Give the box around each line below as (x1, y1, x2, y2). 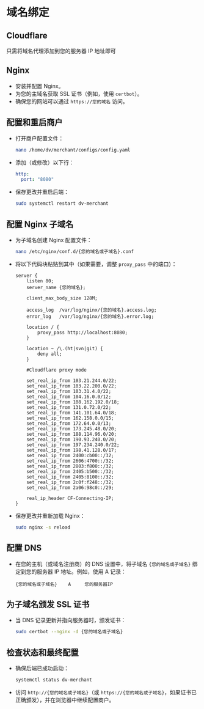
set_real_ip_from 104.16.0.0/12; (26, 394, 112, 400)
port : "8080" (21, 177, 54, 183)
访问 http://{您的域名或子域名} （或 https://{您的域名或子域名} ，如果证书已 (15, 688, 197, 696)
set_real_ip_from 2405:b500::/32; (26, 468, 114, 474)
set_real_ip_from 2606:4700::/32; (26, 458, 114, 464)
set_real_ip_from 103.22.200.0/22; (26, 383, 117, 389)
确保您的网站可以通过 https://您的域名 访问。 (15, 97, 128, 105)
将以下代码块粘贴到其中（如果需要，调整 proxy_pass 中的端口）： (15, 260, 177, 268)
